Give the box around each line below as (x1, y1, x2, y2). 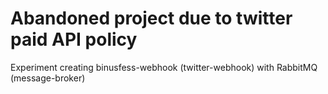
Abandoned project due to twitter (10, 7, 293, 30)
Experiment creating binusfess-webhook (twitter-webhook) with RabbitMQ (10, 61, 318, 73)
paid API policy (10, 28, 138, 51)
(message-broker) (10, 72, 86, 84)
